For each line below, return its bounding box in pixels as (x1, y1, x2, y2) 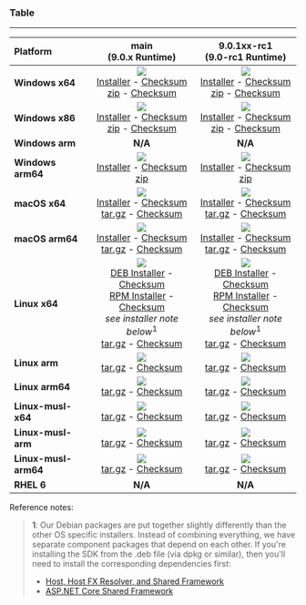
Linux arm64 (14, 380, 71, 393)
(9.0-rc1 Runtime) (204, 51, 287, 64)
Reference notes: (9, 501, 75, 512)
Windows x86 (14, 112, 76, 125)
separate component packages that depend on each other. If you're (31, 538, 287, 549)
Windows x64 (14, 77, 76, 89)
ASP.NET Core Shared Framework (45, 585, 174, 596)
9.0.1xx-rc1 (218, 39, 273, 52)
